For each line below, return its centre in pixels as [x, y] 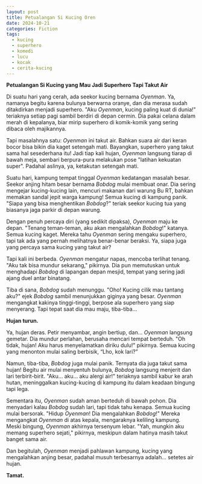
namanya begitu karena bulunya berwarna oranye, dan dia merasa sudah [97, 103]
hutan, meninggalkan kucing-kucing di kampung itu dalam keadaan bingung [101, 383]
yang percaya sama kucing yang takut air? [59, 247]
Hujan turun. [22, 321]
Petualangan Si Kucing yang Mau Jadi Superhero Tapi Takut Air [87, 85]
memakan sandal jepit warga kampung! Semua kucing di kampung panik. [97, 197]
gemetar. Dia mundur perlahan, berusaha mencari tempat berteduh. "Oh [96, 339]
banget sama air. [27, 439]
